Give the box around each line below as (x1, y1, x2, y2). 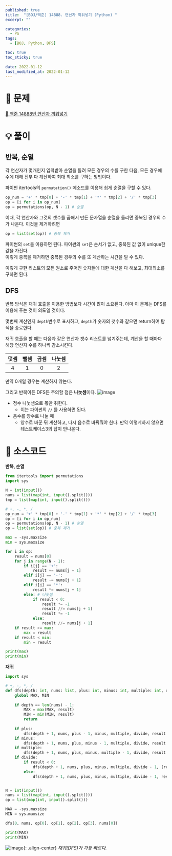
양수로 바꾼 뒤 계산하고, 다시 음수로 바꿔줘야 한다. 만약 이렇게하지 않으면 (20, 419, 164, 425)
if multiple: (14, 746, 42, 751)
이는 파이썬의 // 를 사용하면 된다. (20, 406, 87, 413)
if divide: (14, 755, 38, 760)
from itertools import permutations (5, 474, 83, 479)
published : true (5, 7, 40, 13)
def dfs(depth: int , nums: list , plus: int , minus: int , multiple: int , (5, 688, 164, 693)
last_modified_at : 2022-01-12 (5, 69, 70, 75)
